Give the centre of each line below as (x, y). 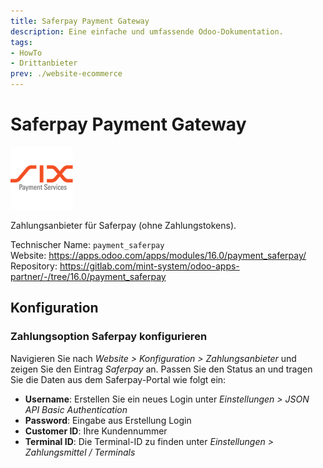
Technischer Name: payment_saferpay (87, 244)
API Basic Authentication (76, 409)
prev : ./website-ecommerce (66, 74)
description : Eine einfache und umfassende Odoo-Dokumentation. (147, 31)
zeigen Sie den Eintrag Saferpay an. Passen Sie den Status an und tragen (161, 369)
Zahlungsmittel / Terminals (80, 452)
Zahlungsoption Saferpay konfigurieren (109, 337)
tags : (21, 42)
